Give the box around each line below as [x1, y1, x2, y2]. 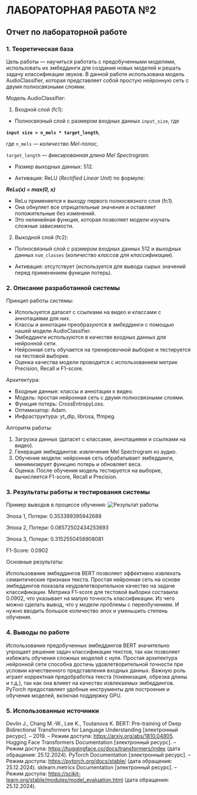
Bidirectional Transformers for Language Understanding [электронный [6, 726, 178, 734]
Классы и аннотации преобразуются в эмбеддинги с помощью [14, 321, 175, 328]
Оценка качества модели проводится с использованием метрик [14, 359, 178, 366]
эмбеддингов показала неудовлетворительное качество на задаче [6, 582, 175, 589]
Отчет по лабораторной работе [6, 27, 128, 37]
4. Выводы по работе [6, 628, 70, 636]
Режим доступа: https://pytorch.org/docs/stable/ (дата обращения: [6, 758, 172, 765]
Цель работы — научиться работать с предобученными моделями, [6, 58, 176, 65]
